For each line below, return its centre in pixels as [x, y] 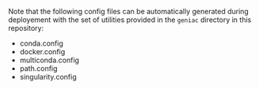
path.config [38, 69]
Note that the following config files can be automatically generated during [129, 11]
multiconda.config [49, 60]
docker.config [42, 52]
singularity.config [48, 77]
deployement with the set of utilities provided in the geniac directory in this [130, 20]
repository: [26, 28]
